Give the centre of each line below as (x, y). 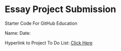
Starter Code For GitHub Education (41, 23)
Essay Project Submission (61, 9)
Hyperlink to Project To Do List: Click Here (49, 43)
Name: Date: (18, 33)
